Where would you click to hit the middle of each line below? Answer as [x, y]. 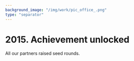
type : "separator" [24, 15]
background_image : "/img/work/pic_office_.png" [56, 10]
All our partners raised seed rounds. [43, 53]
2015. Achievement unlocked [67, 40]
